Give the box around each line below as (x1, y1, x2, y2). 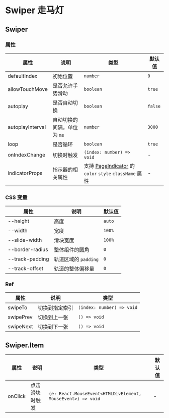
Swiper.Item (5, 341, 44, 349)
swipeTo (8, 304, 28, 311)
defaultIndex (8, 72, 38, 79)
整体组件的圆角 (53, 246, 90, 253)
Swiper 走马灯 (5, 5, 64, 16)
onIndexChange (8, 151, 46, 158)
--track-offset (8, 265, 44, 272)
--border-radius (8, 246, 49, 253)
